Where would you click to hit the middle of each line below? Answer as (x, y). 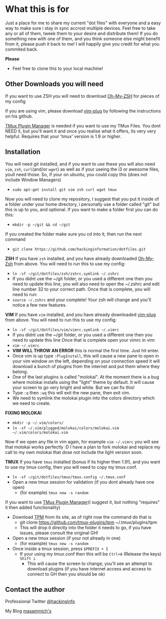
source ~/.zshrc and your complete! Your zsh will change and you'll (82, 300)
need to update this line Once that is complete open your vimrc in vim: (84, 340)
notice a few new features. (39, 305)
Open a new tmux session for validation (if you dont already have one (83, 482)
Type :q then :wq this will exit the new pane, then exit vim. (71, 392)
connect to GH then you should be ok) (66, 574)
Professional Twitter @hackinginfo (40, 602)
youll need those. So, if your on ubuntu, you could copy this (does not (76, 174)
